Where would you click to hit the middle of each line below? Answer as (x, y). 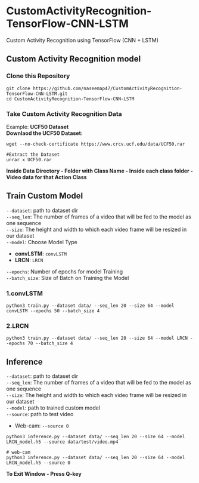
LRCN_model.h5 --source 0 (38, 463)
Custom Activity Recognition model (74, 59)
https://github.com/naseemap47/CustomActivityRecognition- (108, 88)
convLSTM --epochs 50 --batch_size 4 (53, 311)
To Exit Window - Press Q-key (44, 474)
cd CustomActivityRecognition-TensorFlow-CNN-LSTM (70, 99)
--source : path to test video (40, 414)
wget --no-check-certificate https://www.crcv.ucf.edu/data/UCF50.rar (96, 144)
